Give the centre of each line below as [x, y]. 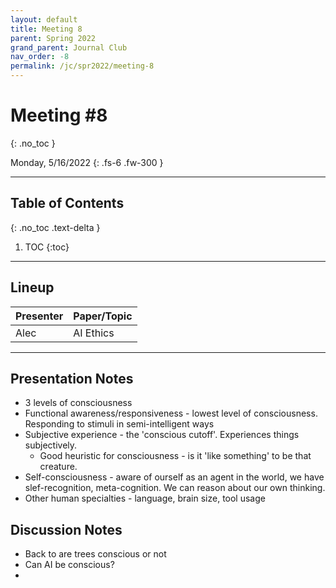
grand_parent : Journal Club [69, 47]
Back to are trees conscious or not [95, 554]
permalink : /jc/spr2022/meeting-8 [82, 66]
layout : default [44, 19]
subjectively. [51, 445]
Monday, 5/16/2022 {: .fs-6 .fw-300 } [87, 162]
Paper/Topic [103, 316]
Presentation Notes [72, 378]
